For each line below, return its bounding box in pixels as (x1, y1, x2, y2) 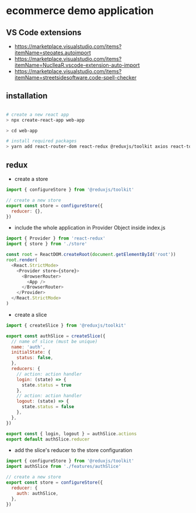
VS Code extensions (6, 28, 82, 37)
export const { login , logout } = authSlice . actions (6, 430, 137, 437)
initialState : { (11, 350, 51, 355)
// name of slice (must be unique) (11, 338, 98, 344)
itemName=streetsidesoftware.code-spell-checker (14, 74, 137, 81)
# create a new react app (6, 111, 69, 118)
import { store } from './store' (6, 241, 87, 247)
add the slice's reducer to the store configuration (14, 447, 132, 454)
